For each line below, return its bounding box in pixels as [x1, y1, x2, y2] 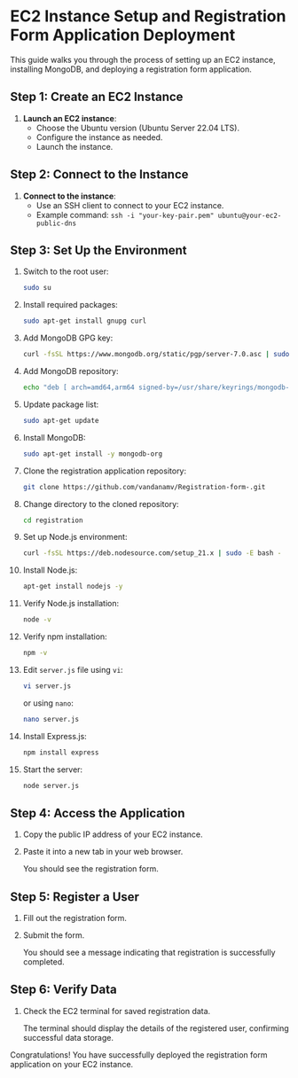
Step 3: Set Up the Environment [10, 242, 187, 258]
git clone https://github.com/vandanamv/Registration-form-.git [22, 482, 266, 491]
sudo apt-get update [22, 416, 99, 425]
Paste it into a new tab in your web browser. [22, 847, 184, 857]
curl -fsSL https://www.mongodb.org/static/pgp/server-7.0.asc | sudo [22, 350, 290, 359]
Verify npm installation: [22, 631, 107, 642]
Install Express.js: [22, 730, 87, 741]
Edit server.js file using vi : [22, 664, 123, 675]
